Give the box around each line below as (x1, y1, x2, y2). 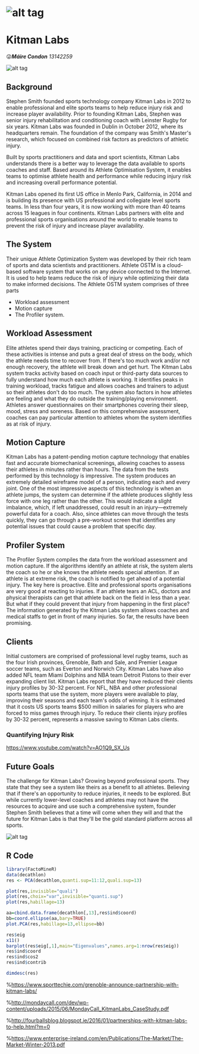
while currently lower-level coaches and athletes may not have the (6, 796, 169, 804)
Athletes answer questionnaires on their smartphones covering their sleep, (6, 401, 189, 408)
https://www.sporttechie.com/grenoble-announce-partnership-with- (11, 981, 179, 988)
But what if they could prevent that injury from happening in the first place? (6, 600, 190, 607)
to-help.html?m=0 (6, 1023, 50, 1030)
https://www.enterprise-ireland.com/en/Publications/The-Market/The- (11, 1034, 184, 1041)
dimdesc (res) (6, 971, 39, 976)
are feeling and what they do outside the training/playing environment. (6, 395, 178, 402)
